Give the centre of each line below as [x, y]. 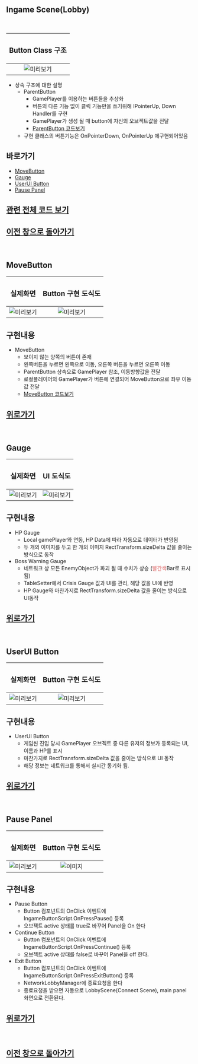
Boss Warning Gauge [40, 561]
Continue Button [35, 933]
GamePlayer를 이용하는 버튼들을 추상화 [78, 99]
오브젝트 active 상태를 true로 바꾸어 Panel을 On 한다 [85, 926]
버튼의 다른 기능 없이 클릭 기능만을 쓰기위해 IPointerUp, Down [104, 106]
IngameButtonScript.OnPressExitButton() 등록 [79, 976]
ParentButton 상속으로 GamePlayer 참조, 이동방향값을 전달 [92, 372]
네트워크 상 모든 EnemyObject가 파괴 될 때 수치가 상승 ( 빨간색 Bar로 [102, 568]
